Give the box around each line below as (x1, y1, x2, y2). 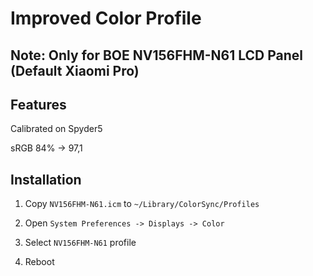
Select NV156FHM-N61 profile (24, 237, 137, 249)
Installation (10, 171, 82, 188)
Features (10, 96, 67, 113)
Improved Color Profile (10, 7, 202, 30)
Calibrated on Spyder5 (10, 123, 103, 135)
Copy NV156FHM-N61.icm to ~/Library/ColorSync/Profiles (24, 198, 260, 210)
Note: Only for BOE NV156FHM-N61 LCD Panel (10, 47, 304, 64)
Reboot (24, 256, 55, 268)
